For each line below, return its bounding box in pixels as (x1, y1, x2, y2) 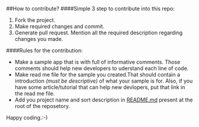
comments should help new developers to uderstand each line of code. (14, 65, 189, 72)
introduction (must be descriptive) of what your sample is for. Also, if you (14, 77, 193, 84)
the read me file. (14, 90, 55, 97)
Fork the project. (14, 17, 56, 23)
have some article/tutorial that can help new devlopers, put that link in (14, 84, 185, 91)
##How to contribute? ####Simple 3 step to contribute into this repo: (6, 5, 175, 12)
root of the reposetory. (14, 103, 70, 109)
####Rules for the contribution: (6, 47, 83, 54)
